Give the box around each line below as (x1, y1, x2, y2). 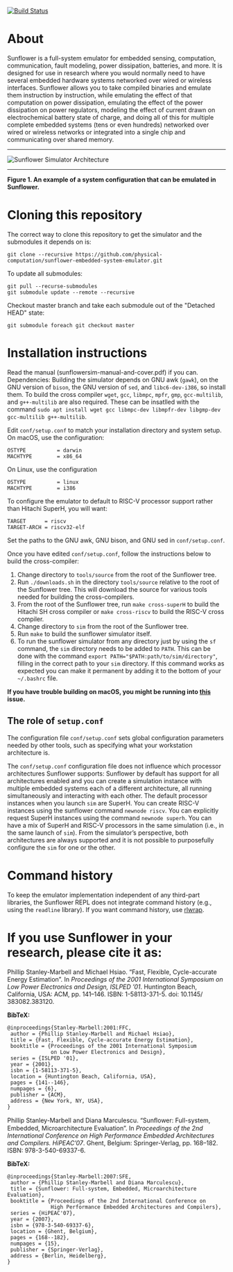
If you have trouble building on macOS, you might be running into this (7, 687, 212, 696)
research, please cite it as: (7, 944, 162, 960)
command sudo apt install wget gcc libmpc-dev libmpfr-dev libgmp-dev (7, 405, 221, 414)
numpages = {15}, (10, 1240, 60, 1247)
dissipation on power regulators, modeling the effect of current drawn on (7, 105, 216, 114)
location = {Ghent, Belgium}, (10, 1227, 98, 1235)
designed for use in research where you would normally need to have (7, 68, 206, 77)
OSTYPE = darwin (7, 446, 82, 454)
